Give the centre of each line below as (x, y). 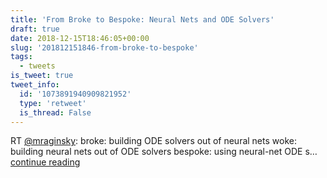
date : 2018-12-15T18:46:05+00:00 (80, 38)
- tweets (37, 66)
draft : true (35, 29)
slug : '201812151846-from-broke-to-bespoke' (104, 47)
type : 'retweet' (53, 103)
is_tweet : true (42, 76)
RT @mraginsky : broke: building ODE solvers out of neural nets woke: (153, 141)
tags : (21, 57)
